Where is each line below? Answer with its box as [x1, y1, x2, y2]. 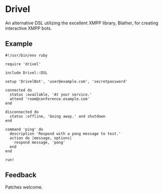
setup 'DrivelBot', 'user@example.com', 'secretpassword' [5, 79, 128, 84]
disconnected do [5, 109, 39, 114]
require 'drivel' [5, 61, 41, 67]
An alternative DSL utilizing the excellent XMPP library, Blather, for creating [5, 20, 159, 26]
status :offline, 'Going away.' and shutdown [9, 113, 106, 119]
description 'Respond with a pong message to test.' [9, 131, 121, 136]
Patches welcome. [5, 184, 43, 190]
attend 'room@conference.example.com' [9, 96, 90, 101]
